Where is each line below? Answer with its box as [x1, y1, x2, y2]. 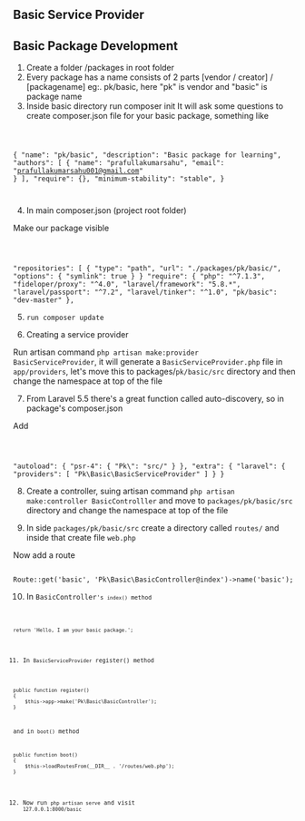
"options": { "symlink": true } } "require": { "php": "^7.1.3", [13, 271, 265, 280]
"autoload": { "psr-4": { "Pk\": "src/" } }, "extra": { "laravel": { [13, 462, 286, 471]
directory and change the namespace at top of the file [25, 504, 229, 515]
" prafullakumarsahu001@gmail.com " [13, 167, 144, 176]
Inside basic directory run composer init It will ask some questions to [25, 101, 283, 112]
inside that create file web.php [25, 532, 137, 542]
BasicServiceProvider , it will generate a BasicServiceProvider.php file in [13, 356, 283, 367]
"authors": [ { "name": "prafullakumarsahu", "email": [13, 159, 225, 168]
